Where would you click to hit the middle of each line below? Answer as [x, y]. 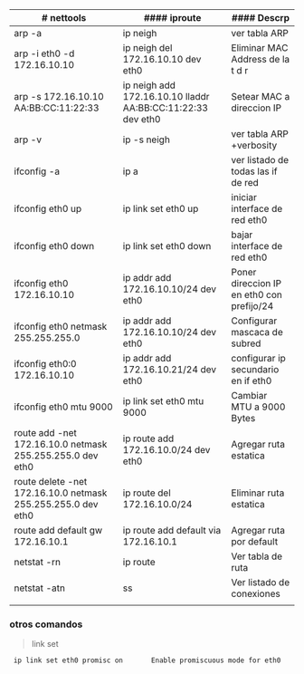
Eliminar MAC [260, 48]
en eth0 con [257, 295]
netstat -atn [40, 588]
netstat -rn [38, 562]
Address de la [261, 59]
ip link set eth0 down [167, 246]
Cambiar [249, 395]
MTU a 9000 [258, 407]
